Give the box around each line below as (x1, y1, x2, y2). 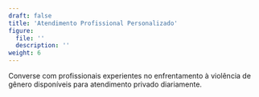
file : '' (15, 34, 45, 42)
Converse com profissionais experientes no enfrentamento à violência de (8, 71, 252, 80)
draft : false (8, 11, 52, 20)
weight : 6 (8, 49, 42, 57)
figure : (8, 26, 35, 34)
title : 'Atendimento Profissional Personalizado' (8, 19, 179, 27)
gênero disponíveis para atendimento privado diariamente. (8, 79, 203, 89)
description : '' (15, 42, 70, 50)
